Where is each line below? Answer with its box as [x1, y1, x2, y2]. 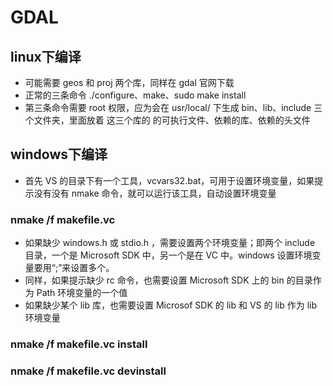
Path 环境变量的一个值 [36, 287, 128, 299]
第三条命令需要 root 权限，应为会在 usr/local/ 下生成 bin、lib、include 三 [24, 102, 323, 113]
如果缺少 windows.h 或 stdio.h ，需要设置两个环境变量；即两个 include [24, 237, 316, 249]
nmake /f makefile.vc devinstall [10, 364, 167, 378]
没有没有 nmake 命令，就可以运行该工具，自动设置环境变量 [33, 187, 277, 199]
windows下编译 [10, 146, 108, 163]
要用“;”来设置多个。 [33, 262, 115, 274]
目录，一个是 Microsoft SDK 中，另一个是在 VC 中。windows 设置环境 [24, 249, 313, 261]
